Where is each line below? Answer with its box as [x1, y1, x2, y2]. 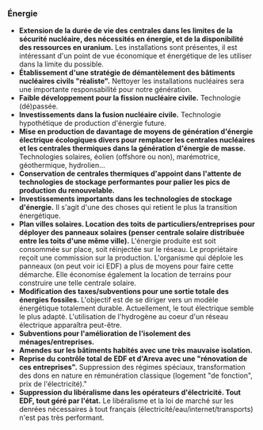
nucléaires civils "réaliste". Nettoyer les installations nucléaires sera [18, 76, 245, 86]
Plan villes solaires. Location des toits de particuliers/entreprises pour [18, 219, 255, 229]
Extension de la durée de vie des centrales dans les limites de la [18, 26, 233, 36]
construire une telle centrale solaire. [18, 278, 136, 288]
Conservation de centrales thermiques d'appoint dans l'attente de [18, 169, 242, 178]
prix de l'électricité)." [18, 379, 88, 389]
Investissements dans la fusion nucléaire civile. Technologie [18, 110, 221, 120]
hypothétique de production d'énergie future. [18, 119, 167, 128]
